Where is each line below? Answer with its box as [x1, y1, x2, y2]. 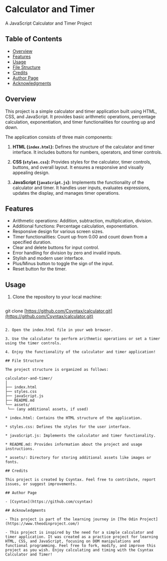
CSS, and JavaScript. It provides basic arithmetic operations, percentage [5, 113, 156, 119]
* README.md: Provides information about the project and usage [5, 442, 142, 447]
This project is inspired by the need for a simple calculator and [10, 530, 154, 535]
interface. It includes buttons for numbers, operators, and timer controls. [12, 149, 162, 155]
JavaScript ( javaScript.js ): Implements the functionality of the [12, 179, 144, 185]
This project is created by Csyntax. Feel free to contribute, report [5, 477, 156, 483]
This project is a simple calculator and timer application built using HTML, [5, 108, 157, 114]
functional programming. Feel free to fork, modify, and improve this [5, 543, 156, 548]
